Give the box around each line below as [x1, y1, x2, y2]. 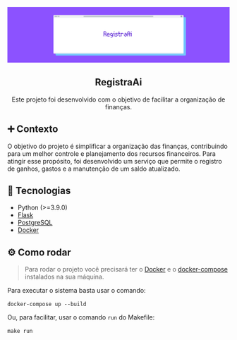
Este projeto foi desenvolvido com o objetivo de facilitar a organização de [11, 95, 226, 104]
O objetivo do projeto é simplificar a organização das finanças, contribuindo [7, 142, 228, 150]
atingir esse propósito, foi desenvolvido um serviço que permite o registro [7, 157, 222, 165]
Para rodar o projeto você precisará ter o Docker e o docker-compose [24, 265, 228, 274]
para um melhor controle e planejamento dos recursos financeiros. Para [7, 149, 217, 158]
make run [7, 328, 33, 335]
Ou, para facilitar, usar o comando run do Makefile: [7, 313, 155, 322]
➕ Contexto [7, 123, 59, 135]
